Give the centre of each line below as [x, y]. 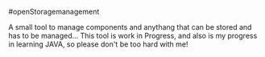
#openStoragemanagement [54, 12]
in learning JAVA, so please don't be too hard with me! [98, 44]
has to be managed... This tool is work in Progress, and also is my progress [133, 36]
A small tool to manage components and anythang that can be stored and [130, 27]
